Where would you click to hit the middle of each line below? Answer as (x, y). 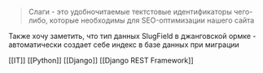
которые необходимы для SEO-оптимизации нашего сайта (152, 20)
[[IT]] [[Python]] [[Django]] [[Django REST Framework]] (101, 60)
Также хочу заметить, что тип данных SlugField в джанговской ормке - (132, 36)
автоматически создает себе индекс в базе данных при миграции (124, 45)
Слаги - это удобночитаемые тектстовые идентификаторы (130, 12)
